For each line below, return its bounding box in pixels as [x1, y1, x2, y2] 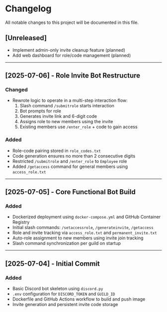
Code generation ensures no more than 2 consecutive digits [12, 153, 136, 159]
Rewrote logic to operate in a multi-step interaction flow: [12, 97, 128, 103]
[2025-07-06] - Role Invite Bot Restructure [5, 72, 141, 80]
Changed [5, 86, 28, 93]
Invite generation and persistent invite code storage [12, 302, 118, 308]
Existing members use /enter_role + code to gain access [19, 124, 138, 130]
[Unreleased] [5, 34, 47, 42]
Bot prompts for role [19, 108, 61, 114]
